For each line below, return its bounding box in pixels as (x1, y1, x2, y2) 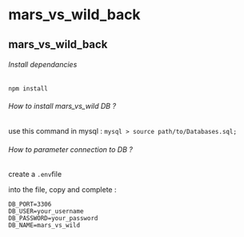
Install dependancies (8, 60, 78, 70)
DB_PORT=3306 (8, 200, 52, 209)
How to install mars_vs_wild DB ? (8, 102, 117, 111)
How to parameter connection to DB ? (8, 144, 134, 154)
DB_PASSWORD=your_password (8, 215, 98, 223)
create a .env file (8, 170, 62, 179)
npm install (8, 84, 48, 93)
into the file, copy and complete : (8, 185, 117, 195)
